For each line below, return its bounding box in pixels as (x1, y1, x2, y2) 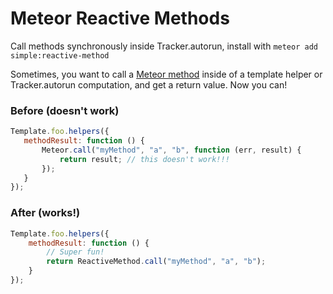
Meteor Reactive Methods (10, 7, 230, 30)
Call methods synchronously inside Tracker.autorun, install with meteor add (10, 40, 318, 52)
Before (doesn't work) (10, 103, 120, 117)
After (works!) (10, 206, 81, 220)
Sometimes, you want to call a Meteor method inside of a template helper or (10, 68, 323, 80)
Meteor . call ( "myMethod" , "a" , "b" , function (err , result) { (41, 145, 302, 155)
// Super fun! (46, 247, 105, 257)
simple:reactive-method (10, 50, 110, 61)
